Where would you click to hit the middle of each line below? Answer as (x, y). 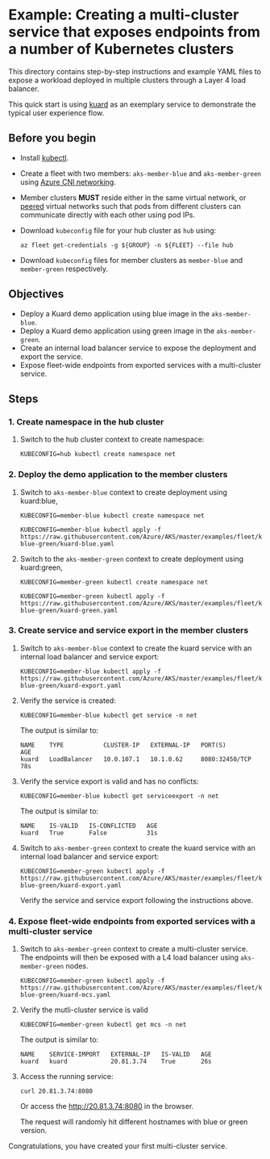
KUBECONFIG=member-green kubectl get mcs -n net (103, 1025)
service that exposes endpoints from (134, 32)
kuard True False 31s (89, 833)
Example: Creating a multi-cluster (124, 15)
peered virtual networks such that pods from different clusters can (131, 206)
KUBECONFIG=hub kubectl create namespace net (98, 454)
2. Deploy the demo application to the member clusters (118, 475)
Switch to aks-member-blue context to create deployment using (124, 492)
